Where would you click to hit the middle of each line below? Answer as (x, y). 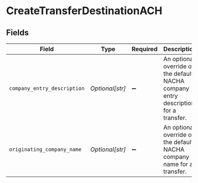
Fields (18, 33)
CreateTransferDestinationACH (84, 11)
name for (176, 164)
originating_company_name (45, 149)
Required (145, 49)
